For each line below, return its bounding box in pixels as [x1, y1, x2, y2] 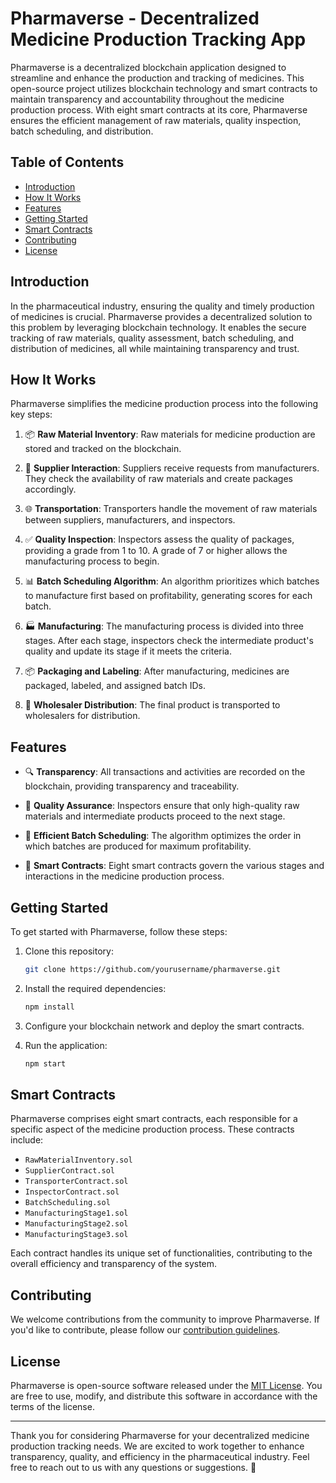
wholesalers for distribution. [24, 710, 141, 722]
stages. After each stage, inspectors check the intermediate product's [24, 635, 314, 647]
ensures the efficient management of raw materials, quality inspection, [10, 114, 302, 126]
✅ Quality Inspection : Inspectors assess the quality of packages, [24, 533, 295, 546]
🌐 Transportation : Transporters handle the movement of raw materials [24, 503, 318, 515]
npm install [24, 1002, 75, 1012]
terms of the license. [10, 1401, 95, 1413]
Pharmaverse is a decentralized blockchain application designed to [10, 61, 287, 73]
